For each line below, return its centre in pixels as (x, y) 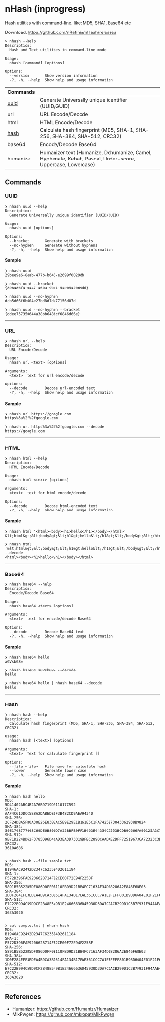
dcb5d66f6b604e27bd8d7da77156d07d (41, 301)
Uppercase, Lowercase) (68, 164)
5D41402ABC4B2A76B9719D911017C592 (41, 805)
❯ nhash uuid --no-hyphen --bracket (42, 309)
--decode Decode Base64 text (47, 632)
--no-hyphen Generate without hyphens (54, 245)
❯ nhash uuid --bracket (29, 284)
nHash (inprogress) (45, 9)
